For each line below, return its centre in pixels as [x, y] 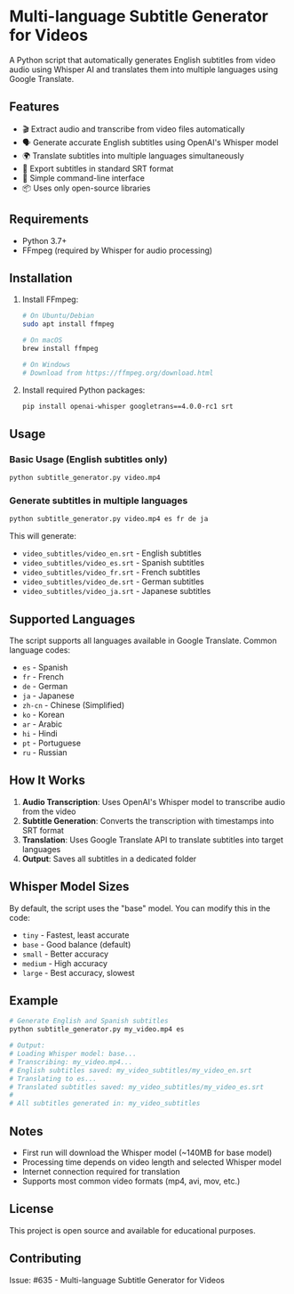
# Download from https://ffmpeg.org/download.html [118, 373]
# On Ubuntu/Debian [58, 316]
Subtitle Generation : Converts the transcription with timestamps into [148, 820]
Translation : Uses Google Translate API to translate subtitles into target [153, 840]
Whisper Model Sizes [69, 887]
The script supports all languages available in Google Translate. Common [143, 641]
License [32, 1209]
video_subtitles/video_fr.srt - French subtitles [111, 573]
